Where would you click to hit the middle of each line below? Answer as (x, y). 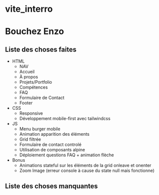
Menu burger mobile (40, 129)
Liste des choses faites (41, 49)
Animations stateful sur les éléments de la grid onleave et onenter (85, 166)
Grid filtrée (30, 139)
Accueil (27, 72)
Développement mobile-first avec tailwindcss (65, 119)
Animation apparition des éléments (54, 134)
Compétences (33, 87)
